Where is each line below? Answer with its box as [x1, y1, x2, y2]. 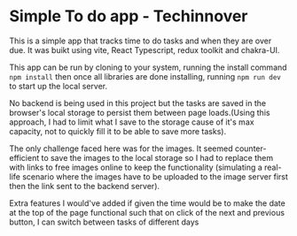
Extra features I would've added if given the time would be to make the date [9, 197, 285, 209]
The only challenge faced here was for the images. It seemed [9, 143, 233, 154]
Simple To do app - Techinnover [9, 6, 248, 27]
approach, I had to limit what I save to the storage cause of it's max [9, 117, 254, 127]
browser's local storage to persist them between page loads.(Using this [9, 107, 270, 118]
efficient [9, 152, 40, 163]
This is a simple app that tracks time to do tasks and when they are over [9, 35, 272, 46]
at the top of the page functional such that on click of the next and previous [9, 207, 285, 217]
